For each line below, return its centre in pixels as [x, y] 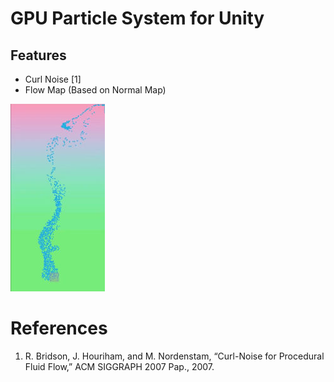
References [59, 328]
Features [38, 55]
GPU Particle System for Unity [137, 18]
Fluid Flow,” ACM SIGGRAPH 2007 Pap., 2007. [119, 366]
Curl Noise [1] [53, 79]
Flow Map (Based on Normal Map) [95, 90]
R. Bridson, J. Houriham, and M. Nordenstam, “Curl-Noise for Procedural [174, 356]
